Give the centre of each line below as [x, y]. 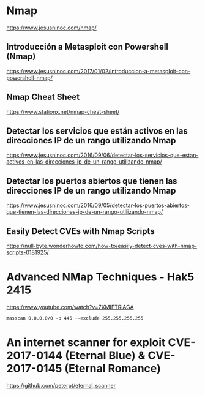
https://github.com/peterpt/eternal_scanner [61, 385]
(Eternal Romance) [112, 369]
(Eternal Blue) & [105, 355]
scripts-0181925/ [28, 252]
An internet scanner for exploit [86, 343]
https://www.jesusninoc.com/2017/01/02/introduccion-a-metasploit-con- [99, 71]
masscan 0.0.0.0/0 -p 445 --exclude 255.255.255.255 [75, 318]
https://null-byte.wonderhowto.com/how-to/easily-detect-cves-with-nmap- [102, 246]
